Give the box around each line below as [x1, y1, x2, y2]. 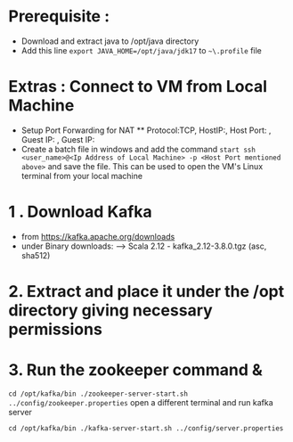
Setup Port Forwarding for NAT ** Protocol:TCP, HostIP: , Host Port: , [20, 125, 272, 135]
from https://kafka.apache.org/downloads [20, 231, 175, 241]
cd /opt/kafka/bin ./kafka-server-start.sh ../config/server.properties [8, 423, 284, 433]
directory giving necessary [8, 300, 213, 320]
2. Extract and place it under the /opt [8, 282, 285, 301]
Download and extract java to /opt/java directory [20, 36, 199, 46]
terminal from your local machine [20, 170, 143, 181]
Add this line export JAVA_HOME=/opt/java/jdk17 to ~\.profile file [20, 45, 262, 55]
